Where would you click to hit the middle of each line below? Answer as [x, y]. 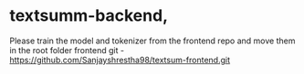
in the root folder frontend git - [67, 50]
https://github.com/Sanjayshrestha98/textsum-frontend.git [120, 60]
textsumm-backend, [89, 16]
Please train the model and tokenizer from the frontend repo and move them [152, 41]
